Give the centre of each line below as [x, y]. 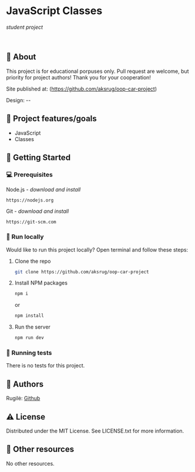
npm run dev [29, 338]
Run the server [33, 327]
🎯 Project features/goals [51, 119]
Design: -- [19, 100]
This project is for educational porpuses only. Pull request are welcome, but [97, 71]
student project [24, 27]
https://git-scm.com [31, 222]
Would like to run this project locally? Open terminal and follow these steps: [97, 250]
